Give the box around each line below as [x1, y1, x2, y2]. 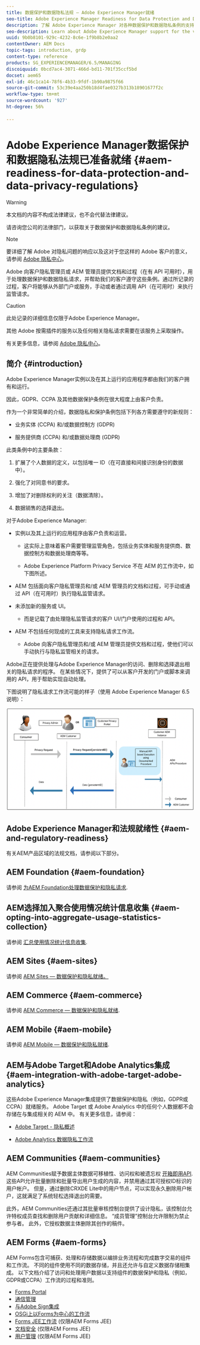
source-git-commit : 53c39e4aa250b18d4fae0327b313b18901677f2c [6, 85, 164, 91]
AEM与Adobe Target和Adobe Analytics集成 [6, 1060, 170, 1070]
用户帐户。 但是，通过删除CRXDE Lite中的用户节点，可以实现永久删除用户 [6, 1185, 187, 1192]
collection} [6, 922, 48, 932]
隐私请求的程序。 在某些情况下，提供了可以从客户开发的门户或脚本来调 [16, 668, 190, 675]
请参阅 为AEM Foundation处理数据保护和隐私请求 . [6, 884, 128, 891]
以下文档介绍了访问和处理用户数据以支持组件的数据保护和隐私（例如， [17, 1269, 190, 1276]
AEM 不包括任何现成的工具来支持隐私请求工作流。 [14, 628, 138, 635]
